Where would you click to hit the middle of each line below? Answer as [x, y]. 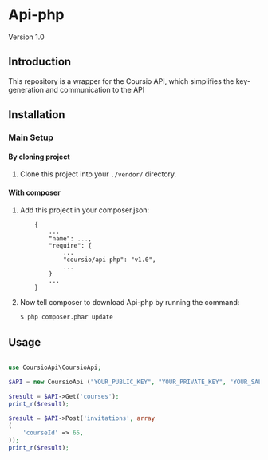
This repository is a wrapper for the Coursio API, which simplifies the [121, 81]
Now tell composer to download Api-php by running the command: [130, 303]
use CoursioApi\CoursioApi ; [55, 368]
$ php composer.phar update [66, 317]
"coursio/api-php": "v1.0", [109, 260]
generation [26, 89]
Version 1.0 [26, 37]
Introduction [40, 62]
